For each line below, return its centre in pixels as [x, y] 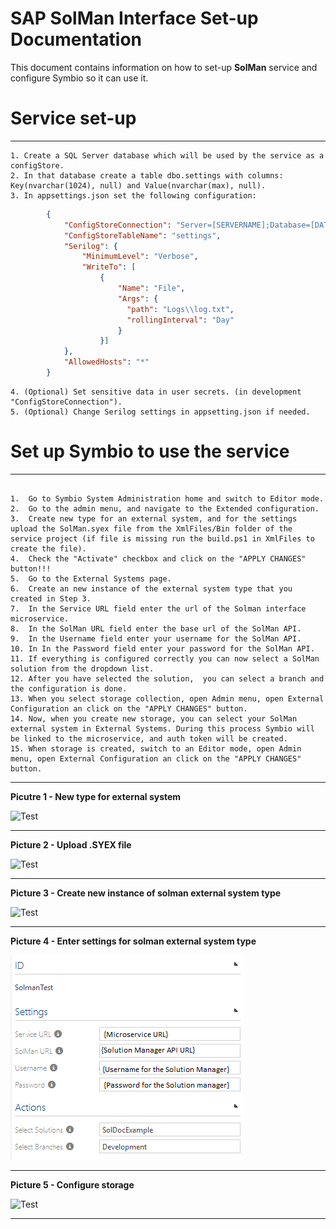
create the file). [48, 548]
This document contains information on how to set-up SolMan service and [164, 67]
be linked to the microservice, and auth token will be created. [149, 738]
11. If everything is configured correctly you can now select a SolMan [165, 658]
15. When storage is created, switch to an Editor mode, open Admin [156, 748]
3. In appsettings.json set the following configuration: [133, 195]
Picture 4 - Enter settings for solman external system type [133, 941]
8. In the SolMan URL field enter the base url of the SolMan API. [156, 628]
